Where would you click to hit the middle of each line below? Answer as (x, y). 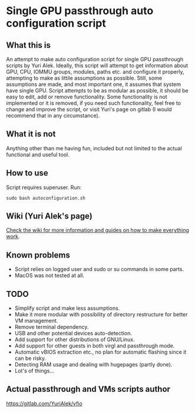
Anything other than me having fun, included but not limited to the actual (94, 148)
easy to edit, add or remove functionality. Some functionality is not (87, 97)
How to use (27, 173)
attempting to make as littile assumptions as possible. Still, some (84, 78)
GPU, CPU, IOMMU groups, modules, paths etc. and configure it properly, (95, 72)
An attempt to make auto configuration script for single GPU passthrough (95, 59)
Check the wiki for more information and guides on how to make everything (98, 230)
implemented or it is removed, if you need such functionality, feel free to (94, 103)
